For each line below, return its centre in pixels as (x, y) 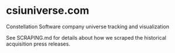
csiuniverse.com (48, 11)
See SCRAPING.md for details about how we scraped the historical (86, 37)
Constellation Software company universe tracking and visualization (88, 26)
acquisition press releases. (38, 44)
